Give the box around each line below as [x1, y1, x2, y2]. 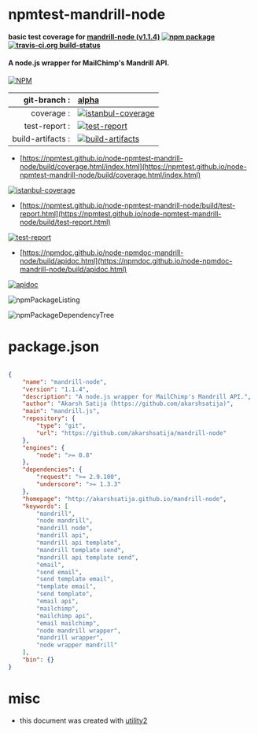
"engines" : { [22, 444, 65, 451]
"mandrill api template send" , [36, 553, 139, 562]
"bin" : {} [22, 656, 55, 664]
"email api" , [36, 598, 79, 606]
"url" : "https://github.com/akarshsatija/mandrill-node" [36, 429, 227, 437]
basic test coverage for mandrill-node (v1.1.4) [8, 31, 160, 41]
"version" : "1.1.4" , [22, 385, 90, 393]
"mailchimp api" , [36, 612, 93, 620]
